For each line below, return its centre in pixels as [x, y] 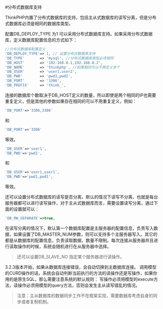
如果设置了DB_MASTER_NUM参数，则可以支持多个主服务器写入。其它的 [85, 234]
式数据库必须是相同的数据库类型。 [39, 24]
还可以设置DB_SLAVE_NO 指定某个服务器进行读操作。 [71, 257]
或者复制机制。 [36, 302]
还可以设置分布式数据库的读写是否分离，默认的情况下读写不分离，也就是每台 [81, 197]
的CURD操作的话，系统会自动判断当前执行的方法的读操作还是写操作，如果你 [81, 273]
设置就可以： [26, 209]
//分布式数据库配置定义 [25, 49]
